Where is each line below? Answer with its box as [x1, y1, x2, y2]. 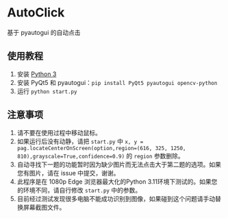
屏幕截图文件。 [23, 203, 66, 211]
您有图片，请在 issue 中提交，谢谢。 [16, 169, 120, 177]
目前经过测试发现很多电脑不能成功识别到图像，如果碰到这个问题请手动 [16, 194, 216, 203]
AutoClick [7, 5, 65, 21]
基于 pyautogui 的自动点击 [7, 28, 81, 36]
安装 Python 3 [16, 70, 57, 78]
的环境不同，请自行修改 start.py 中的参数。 [16, 186, 142, 194]
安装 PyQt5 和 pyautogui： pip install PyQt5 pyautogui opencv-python [16, 78, 218, 86]
